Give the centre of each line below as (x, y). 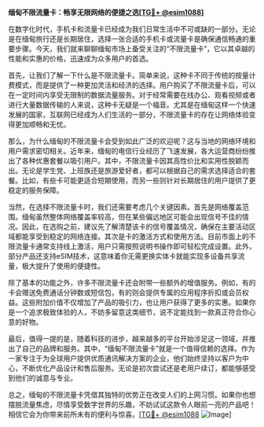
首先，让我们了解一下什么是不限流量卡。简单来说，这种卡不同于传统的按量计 (132, 75)
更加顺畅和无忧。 (42, 124)
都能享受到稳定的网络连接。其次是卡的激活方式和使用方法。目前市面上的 (132, 236)
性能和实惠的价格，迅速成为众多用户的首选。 (81, 59)
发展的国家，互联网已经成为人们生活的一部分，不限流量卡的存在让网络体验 (128, 114)
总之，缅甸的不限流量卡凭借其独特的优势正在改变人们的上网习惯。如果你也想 (132, 395)
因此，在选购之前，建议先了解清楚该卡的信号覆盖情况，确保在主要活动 (135, 226)
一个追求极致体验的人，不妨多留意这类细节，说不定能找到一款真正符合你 (132, 312)
